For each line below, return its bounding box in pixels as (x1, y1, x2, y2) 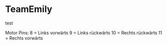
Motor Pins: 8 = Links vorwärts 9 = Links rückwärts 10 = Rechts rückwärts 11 (5, 29, 162, 35)
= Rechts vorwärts (5, 35, 43, 41)
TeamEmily (5, 3, 52, 15)
